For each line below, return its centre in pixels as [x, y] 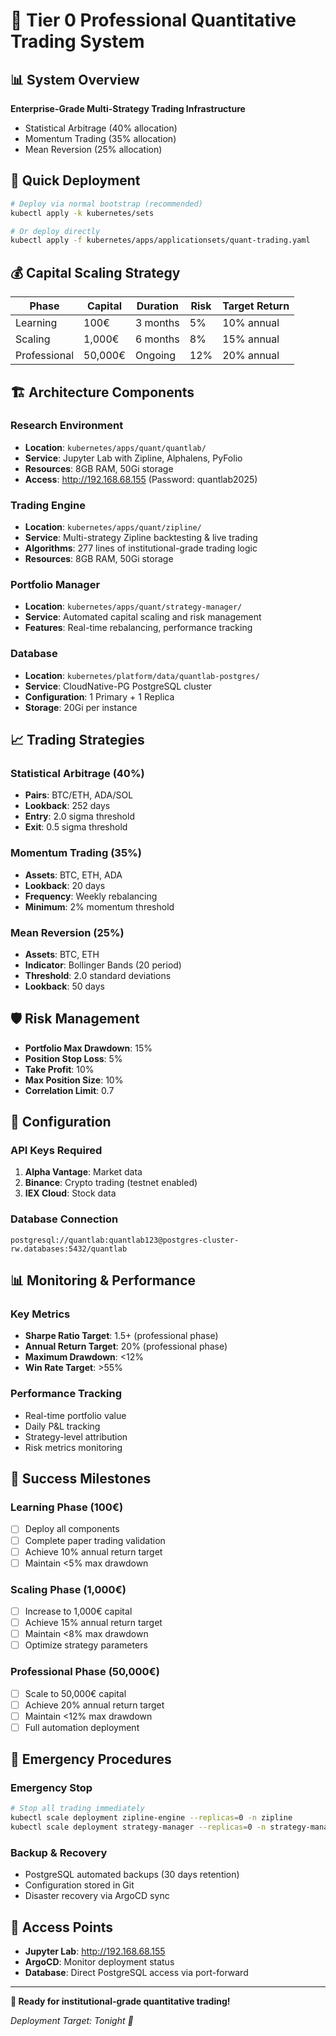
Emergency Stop [51, 1788]
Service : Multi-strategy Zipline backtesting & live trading [141, 538]
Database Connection [64, 1219]
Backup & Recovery [59, 1853]
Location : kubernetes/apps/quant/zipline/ [113, 527]
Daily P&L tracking [62, 1426]
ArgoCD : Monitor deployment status [99, 1962]
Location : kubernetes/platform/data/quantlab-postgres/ [142, 675]
